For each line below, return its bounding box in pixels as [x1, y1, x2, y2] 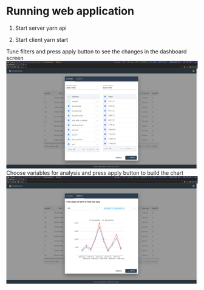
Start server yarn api [15, 24, 67, 32]
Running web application [6, 4, 135, 18]
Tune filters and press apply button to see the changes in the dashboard [6, 47, 187, 55]
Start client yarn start [15, 36, 69, 43]
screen [6, 54, 24, 61]
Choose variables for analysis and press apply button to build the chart [6, 169, 184, 177]
